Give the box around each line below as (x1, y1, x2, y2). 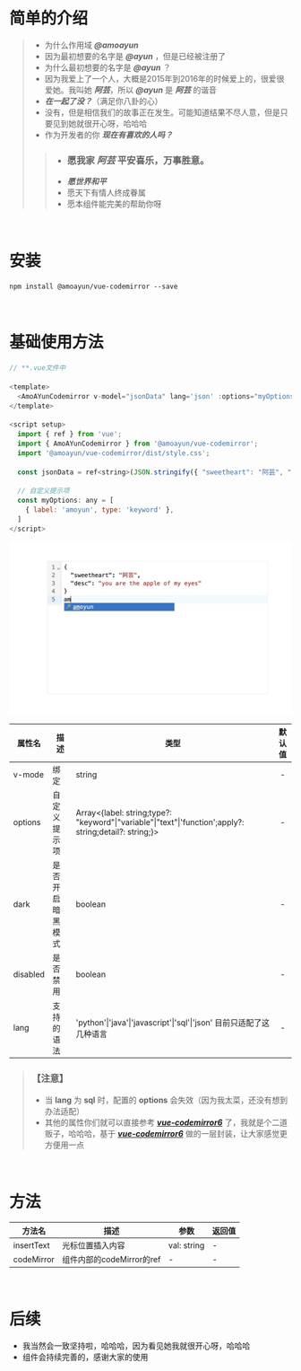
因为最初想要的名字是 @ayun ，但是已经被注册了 (44, 50, 227, 61)
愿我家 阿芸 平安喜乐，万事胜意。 (66, 154, 210, 166)
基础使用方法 (9, 332, 105, 353)
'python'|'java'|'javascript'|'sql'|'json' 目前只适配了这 (75, 1016, 271, 1028)
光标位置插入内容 (62, 1240, 125, 1251)
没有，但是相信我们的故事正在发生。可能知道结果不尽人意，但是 (44, 107, 280, 118)
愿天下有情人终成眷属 (66, 188, 146, 198)
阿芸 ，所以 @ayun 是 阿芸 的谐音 (93, 84, 217, 95)
